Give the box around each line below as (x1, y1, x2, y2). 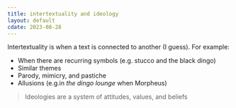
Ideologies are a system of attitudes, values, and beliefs (24, 92, 188, 101)
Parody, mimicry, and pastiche (17, 71, 106, 80)
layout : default (7, 17, 55, 24)
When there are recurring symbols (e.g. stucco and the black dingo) (17, 56, 216, 65)
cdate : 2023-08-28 (7, 23, 62, 30)
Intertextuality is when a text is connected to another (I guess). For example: (7, 43, 230, 52)
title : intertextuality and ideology (7, 10, 119, 18)
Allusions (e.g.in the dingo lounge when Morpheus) (17, 79, 168, 88)
